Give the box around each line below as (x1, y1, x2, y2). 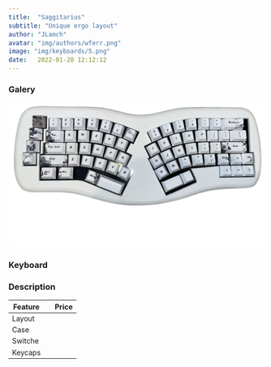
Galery (8, 84, 36, 95)
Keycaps (11, 348, 41, 357)
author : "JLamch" (8, 30, 67, 38)
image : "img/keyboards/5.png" (8, 47, 111, 56)
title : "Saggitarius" (8, 13, 85, 21)
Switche (11, 336, 39, 346)
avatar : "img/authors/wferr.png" (8, 39, 122, 47)
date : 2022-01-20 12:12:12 (8, 56, 107, 64)
